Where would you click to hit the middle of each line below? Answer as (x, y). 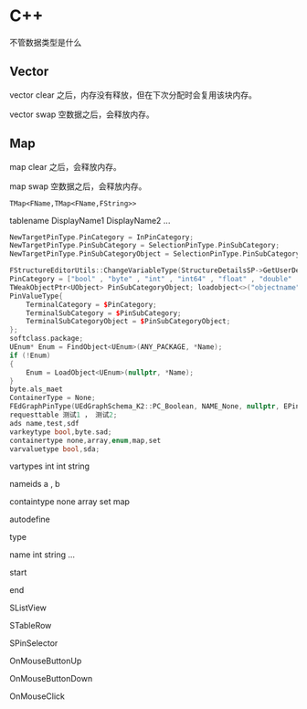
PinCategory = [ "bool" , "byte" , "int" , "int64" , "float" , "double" (151, 280)
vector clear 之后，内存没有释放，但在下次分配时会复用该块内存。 (133, 95)
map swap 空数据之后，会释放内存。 (78, 186)
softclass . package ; (47, 339)
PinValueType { (37, 296)
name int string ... (42, 555)
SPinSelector (34, 643)
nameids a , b (35, 484)
